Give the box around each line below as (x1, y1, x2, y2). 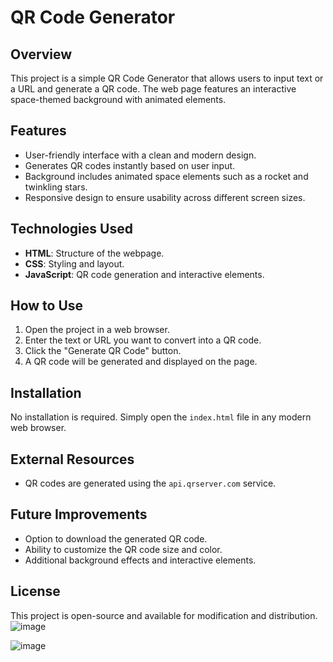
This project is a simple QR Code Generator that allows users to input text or (10, 72, 324, 84)
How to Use (10, 297, 84, 315)
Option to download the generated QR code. (24, 532, 208, 545)
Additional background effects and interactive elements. (24, 554, 257, 566)
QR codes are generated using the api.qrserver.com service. (24, 477, 277, 490)
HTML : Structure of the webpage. (24, 247, 165, 259)
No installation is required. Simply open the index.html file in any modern (10, 411, 312, 423)
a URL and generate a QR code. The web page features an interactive (10, 83, 297, 95)
